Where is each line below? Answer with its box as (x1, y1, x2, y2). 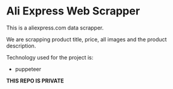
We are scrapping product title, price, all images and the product (6, 35, 168, 43)
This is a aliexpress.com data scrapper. (6, 24, 104, 31)
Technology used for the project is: (6, 54, 94, 61)
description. (6, 42, 36, 49)
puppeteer (15, 65, 41, 73)
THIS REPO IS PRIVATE (6, 77, 65, 84)
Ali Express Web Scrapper (6, 4, 140, 18)
